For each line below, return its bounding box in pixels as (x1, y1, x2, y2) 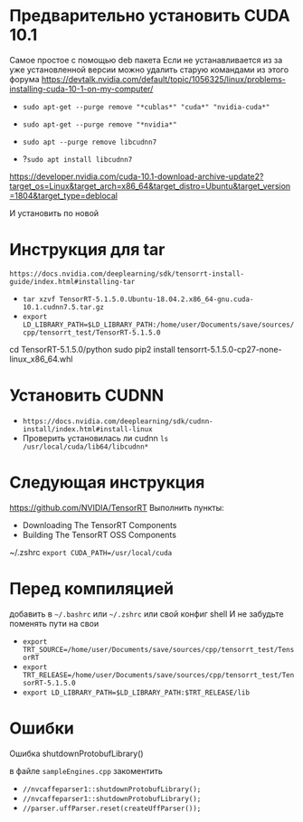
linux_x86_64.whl (9, 354, 73, 364)
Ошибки (9, 718, 74, 738)
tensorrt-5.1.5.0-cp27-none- (177, 344, 282, 354)
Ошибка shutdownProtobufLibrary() (9, 748, 144, 759)
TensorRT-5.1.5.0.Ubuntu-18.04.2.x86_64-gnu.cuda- (59, 295, 254, 304)
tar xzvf (22, 295, 56, 304)
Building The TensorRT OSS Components (22, 529, 176, 540)
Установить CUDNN (9, 385, 165, 406)
